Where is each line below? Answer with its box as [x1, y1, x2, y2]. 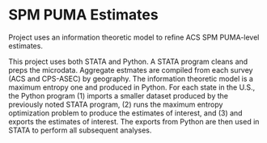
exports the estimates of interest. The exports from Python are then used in [8, 116, 260, 126]
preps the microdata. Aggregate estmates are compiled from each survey [8, 65, 253, 74]
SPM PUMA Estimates [8, 6, 159, 24]
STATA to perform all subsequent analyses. [8, 125, 152, 135]
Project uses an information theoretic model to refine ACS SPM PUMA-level [8, 32, 260, 42]
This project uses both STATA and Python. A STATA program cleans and [8, 57, 248, 66]
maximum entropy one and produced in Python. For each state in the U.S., [8, 82, 256, 92]
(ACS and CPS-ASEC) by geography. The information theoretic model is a [8, 74, 253, 83]
